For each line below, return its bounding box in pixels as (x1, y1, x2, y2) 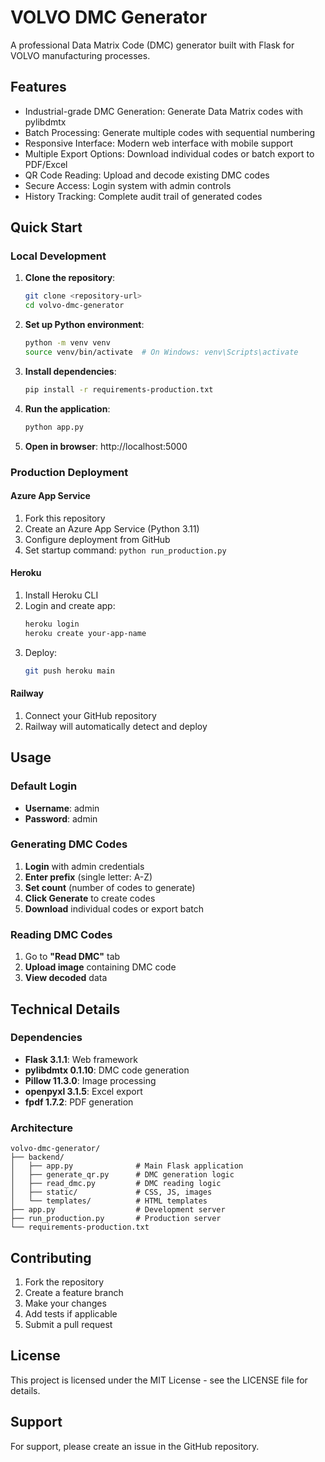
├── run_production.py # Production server (10, 1214, 222, 1224)
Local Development (10, 249, 107, 263)
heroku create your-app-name (24, 628, 147, 638)
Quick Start (10, 219, 83, 236)
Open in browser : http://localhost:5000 (24, 440, 188, 452)
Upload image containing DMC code (24, 961, 177, 973)
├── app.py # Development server (10, 1205, 226, 1215)
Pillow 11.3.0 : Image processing (24, 1074, 157, 1086)
